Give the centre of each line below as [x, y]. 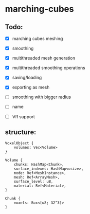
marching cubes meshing [37, 38]
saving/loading [27, 78]
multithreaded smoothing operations [48, 68]
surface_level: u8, [34, 182]
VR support [23, 116]
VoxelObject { [19, 143]
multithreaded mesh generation [44, 58]
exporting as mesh [31, 87]
